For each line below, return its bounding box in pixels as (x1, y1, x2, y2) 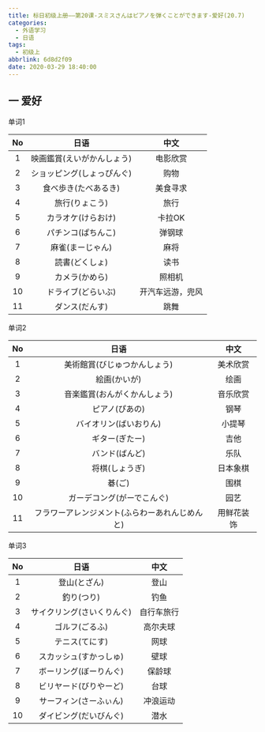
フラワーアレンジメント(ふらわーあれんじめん (34, 507, 203, 518)
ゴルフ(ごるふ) (54, 621, 109, 632)
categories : (8, 19, 47, 27)
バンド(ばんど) (91, 447, 146, 458)
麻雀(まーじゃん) (50, 242, 113, 253)
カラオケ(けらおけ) (47, 212, 117, 223)
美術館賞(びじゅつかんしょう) (64, 359, 174, 370)
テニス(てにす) (54, 636, 109, 647)
